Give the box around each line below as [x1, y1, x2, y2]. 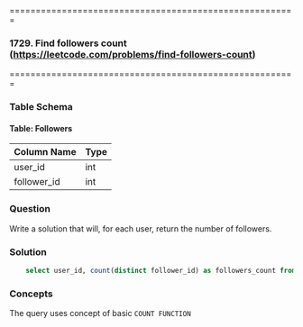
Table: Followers [9, 123, 73, 133]
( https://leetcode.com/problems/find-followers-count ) [9, 48, 256, 60]
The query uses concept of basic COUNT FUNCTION [9, 308, 191, 319]
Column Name [14, 146, 77, 159]
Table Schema [9, 101, 74, 114]
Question [9, 203, 51, 215]
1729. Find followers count [9, 37, 128, 50]
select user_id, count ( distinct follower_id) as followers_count [25, 267, 277, 276]
